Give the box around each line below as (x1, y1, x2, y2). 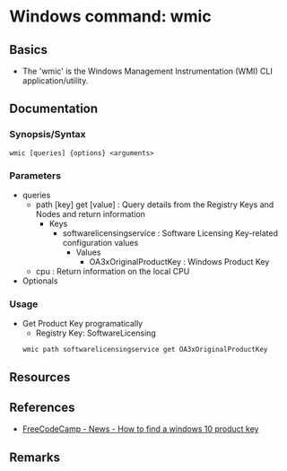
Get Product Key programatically (22, 318, 143, 329)
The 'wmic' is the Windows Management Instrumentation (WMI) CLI (22, 65, 274, 76)
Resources (9, 370, 71, 385)
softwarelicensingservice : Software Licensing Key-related (62, 227, 278, 239)
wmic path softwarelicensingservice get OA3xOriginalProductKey (22, 345, 268, 354)
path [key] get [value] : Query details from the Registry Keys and (35, 199, 274, 210)
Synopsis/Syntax (9, 128, 87, 141)
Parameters (9, 169, 61, 181)
